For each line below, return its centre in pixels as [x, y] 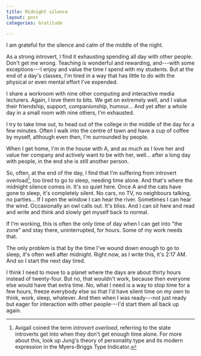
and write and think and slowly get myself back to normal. [77, 212]
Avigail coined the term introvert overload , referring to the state [93, 328]
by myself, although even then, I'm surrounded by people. [77, 137]
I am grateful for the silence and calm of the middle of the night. [85, 45]
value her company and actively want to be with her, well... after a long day [98, 155]
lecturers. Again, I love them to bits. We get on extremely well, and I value [97, 100]
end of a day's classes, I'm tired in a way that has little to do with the [91, 76]
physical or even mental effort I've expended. [62, 82]
